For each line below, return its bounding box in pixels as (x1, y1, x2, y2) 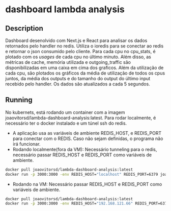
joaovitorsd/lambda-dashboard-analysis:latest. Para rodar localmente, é (5, 114, 156, 121)
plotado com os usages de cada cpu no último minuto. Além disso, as (5, 54, 151, 60)
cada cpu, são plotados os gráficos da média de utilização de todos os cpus (5, 70, 165, 76)
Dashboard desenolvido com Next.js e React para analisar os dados (5, 37, 148, 43)
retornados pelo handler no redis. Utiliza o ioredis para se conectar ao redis (5, 43, 164, 49)
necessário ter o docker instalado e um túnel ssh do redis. (5, 120, 127, 126)
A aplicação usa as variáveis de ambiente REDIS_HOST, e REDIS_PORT (12, 130, 162, 136)
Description (5, 24, 43, 33)
